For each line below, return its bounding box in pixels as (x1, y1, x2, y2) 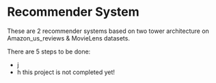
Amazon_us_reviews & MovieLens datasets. (7, 34, 130, 42)
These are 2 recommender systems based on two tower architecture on (7, 27, 210, 35)
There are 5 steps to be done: (7, 47, 91, 56)
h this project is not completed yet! (16, 68, 115, 76)
